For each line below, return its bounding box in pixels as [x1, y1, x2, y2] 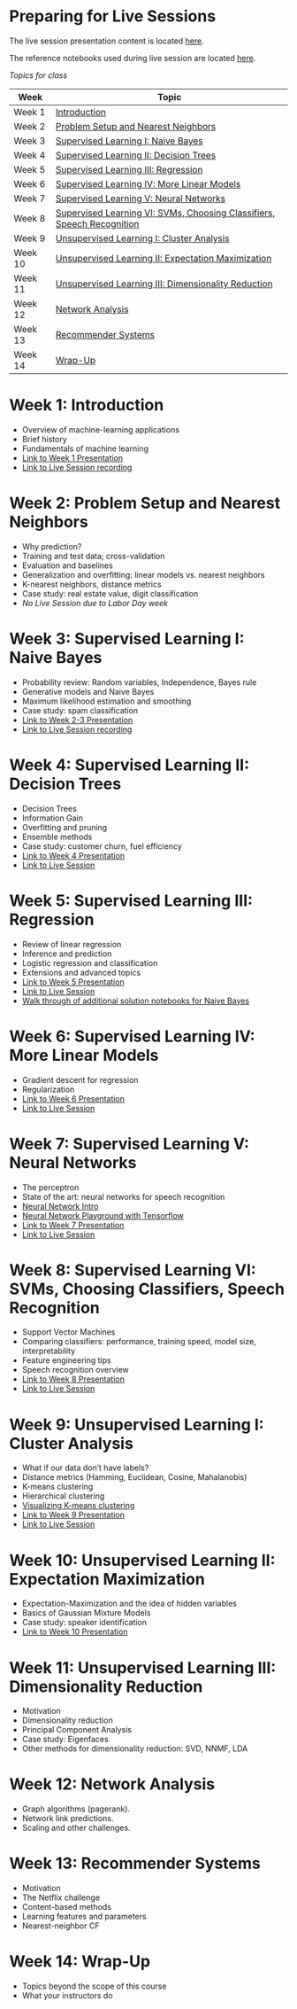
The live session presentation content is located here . [9, 35, 205, 46]
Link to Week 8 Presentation [21, 1374, 126, 1384]
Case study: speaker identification [21, 1617, 148, 1628]
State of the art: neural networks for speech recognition [21, 1191, 225, 1202]
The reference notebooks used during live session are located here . [9, 52, 256, 63]
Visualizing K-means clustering [21, 1500, 135, 1511]
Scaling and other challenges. [21, 1823, 131, 1834]
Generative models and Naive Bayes [21, 686, 155, 697]
